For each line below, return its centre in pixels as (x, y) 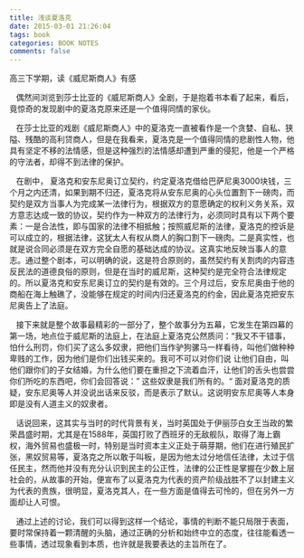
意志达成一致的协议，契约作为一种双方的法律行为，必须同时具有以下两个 (152, 215)
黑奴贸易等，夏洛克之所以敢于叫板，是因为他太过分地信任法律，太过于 (156, 457)
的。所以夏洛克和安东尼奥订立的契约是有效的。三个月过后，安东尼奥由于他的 (152, 283)
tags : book (30, 34)
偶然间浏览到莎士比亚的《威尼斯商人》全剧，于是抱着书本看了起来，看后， (155, 98)
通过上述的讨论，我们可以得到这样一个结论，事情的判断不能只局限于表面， (155, 522)
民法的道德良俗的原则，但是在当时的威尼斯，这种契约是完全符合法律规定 (152, 271)
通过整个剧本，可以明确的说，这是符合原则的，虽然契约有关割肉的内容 (156, 260)
